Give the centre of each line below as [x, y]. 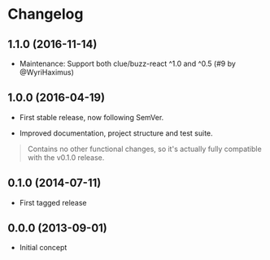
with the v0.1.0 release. [66, 157]
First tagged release [53, 202]
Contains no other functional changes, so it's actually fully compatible [144, 149]
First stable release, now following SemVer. [91, 117]
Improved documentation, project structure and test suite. [116, 133]
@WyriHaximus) [47, 72]
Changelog [46, 14]
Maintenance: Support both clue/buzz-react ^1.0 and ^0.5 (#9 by [128, 63]
